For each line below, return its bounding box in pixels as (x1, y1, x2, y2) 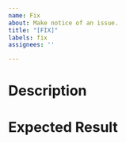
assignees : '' (8, 41, 55, 49)
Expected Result (8, 118, 119, 136)
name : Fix (8, 11, 41, 20)
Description (8, 82, 87, 100)
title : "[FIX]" (8, 26, 59, 34)
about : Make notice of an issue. (8, 19, 119, 27)
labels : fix (8, 33, 48, 42)
